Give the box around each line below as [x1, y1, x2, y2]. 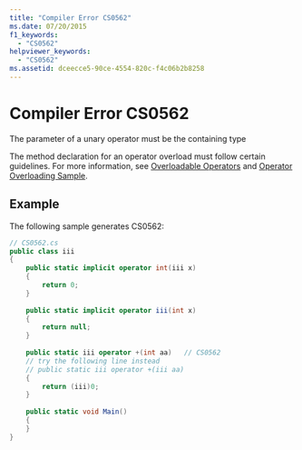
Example [9, 196, 60, 212]
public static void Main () [25, 407, 128, 416]
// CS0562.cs [9, 238, 59, 247]
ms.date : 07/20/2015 [9, 22, 88, 31]
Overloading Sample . [9, 170, 88, 181]
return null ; [42, 323, 92, 332]
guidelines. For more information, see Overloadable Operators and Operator [9, 160, 293, 171]
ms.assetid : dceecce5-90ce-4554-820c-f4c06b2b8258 [9, 65, 205, 74]
